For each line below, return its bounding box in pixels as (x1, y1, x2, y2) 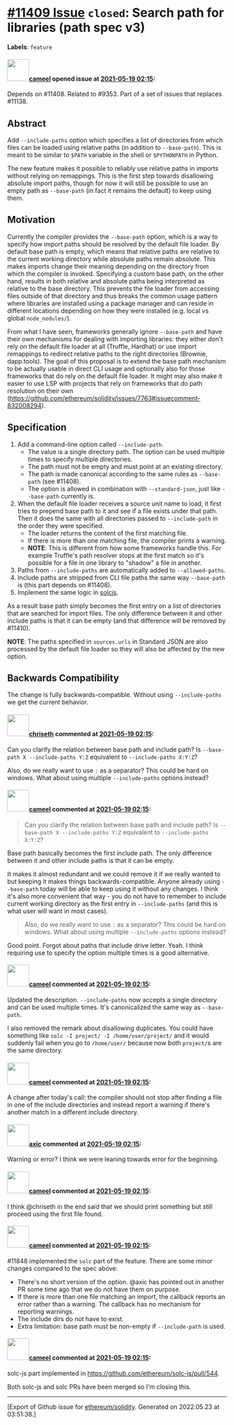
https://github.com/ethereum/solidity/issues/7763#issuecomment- (9, 394, 201, 402)
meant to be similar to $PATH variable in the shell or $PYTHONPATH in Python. (7, 150, 219, 159)
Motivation (7, 214, 56, 226)
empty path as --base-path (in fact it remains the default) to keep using (7, 186, 212, 194)
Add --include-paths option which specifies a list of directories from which (7, 136, 224, 144)
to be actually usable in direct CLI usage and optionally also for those (7, 364, 205, 373)
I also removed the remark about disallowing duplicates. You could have (7, 1024, 214, 1032)
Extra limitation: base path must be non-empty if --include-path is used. (17, 1322, 226, 1330)
